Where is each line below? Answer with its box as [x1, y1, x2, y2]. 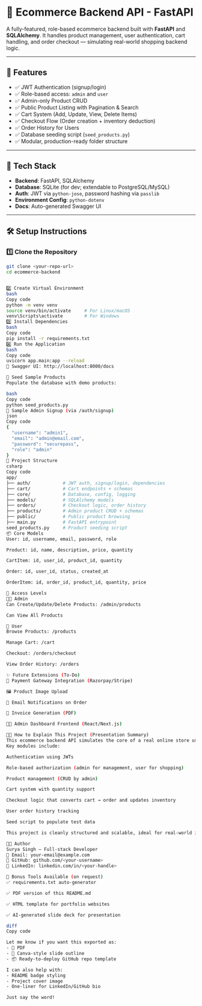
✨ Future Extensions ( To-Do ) [6, 672, 80, 678]
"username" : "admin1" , [11, 430, 69, 436]
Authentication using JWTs [6, 754, 74, 760]
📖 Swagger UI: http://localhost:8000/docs [6, 364, 114, 370]
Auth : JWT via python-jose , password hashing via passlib [14, 189, 160, 197]
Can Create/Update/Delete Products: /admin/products [6, 601, 141, 608]
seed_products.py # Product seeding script [6, 525, 128, 531]
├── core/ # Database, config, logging [6, 491, 136, 498]
